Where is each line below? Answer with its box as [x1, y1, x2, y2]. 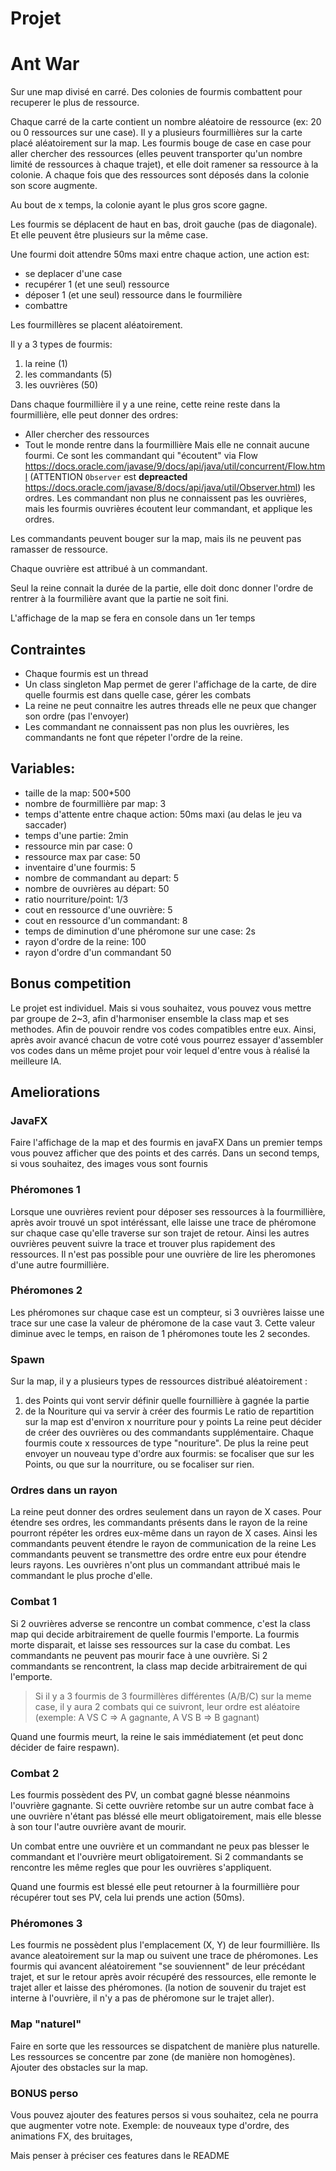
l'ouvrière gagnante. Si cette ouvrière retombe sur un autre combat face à [10, 1800, 314, 1812]
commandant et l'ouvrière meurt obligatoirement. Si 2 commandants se [10, 1851, 304, 1863]
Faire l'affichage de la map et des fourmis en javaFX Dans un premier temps [10, 1137, 323, 1149]
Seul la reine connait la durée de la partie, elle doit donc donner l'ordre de [10, 582, 314, 594]
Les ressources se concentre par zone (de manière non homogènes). [10, 2050, 296, 2062]
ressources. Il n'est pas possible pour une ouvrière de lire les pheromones [10, 1248, 316, 1260]
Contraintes [10, 641, 87, 658]
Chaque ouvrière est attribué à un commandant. [10, 563, 208, 575]
